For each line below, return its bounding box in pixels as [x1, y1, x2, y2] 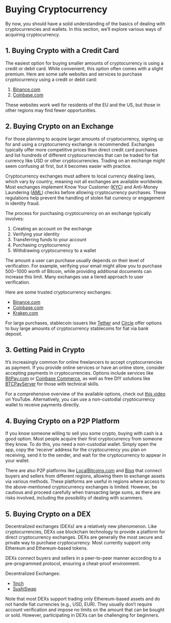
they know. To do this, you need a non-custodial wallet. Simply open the [5, 441, 157, 447]
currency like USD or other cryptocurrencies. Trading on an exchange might [5, 158, 165, 164]
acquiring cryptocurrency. [5, 31, 60, 37]
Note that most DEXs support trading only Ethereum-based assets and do [5, 596, 160, 601]
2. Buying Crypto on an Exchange [5, 122, 114, 131]
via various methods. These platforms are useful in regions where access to [5, 478, 165, 484]
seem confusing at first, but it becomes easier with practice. [5, 163, 132, 169]
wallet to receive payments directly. [5, 402, 80, 408]
